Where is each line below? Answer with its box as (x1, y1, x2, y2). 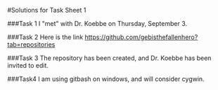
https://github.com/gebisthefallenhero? (84, 33, 198, 41)
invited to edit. (7, 61, 49, 69)
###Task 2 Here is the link (7, 33, 84, 41)
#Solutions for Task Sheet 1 (7, 6, 86, 14)
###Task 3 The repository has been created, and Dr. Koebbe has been (7, 54, 212, 62)
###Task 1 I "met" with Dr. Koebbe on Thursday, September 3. (7, 20, 188, 27)
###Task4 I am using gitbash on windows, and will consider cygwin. (7, 75, 205, 83)
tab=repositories (7, 40, 56, 48)
